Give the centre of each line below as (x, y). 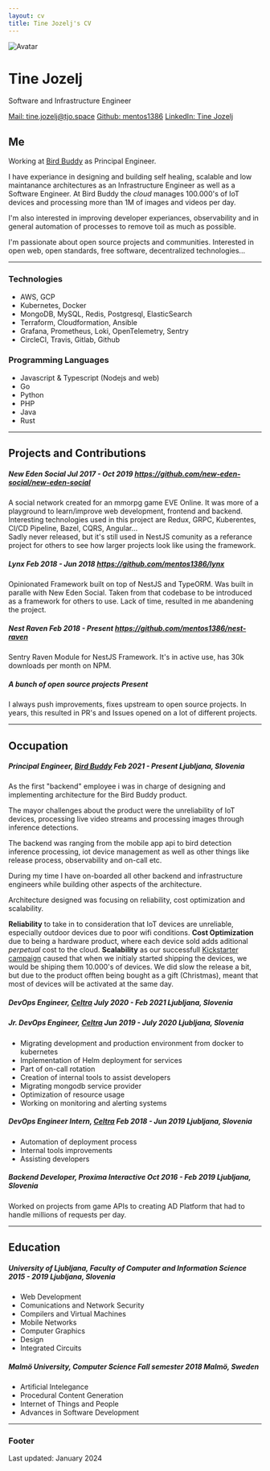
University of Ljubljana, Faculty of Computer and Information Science (128, 1267)
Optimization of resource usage (72, 1094)
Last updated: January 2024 (55, 1458)
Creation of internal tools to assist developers (95, 1077)
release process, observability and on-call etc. (85, 860)
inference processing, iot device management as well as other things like (129, 852)
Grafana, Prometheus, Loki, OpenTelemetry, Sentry (104, 331)
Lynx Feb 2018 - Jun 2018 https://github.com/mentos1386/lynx (117, 563)
